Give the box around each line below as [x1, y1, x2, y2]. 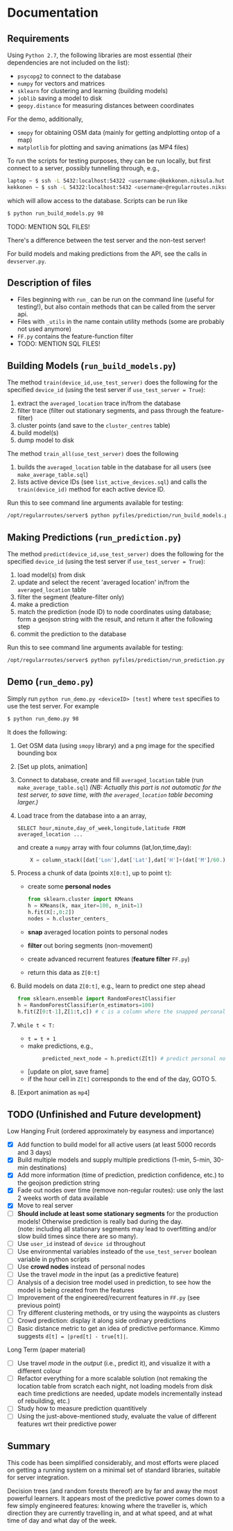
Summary [7, 1440, 51, 1452]
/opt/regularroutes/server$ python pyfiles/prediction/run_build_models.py [7, 512, 231, 519]
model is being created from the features [17, 1286, 135, 1294]
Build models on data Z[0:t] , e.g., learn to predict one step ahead [17, 982, 206, 990]
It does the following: [7, 728, 67, 736]
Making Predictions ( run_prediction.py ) [7, 531, 182, 543]
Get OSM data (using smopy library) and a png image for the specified [17, 741, 215, 750]
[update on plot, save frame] [27, 1067, 110, 1076]
